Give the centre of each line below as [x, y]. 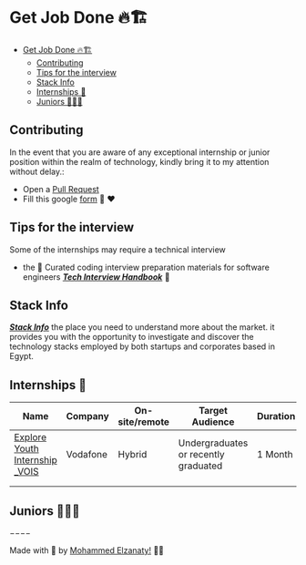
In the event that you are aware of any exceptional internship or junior [140, 152]
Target [213, 411]
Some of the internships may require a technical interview [117, 249]
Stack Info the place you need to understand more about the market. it [142, 327]
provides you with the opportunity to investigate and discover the [132, 337]
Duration [276, 416]
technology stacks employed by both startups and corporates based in [143, 346]
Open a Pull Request [61, 189]
